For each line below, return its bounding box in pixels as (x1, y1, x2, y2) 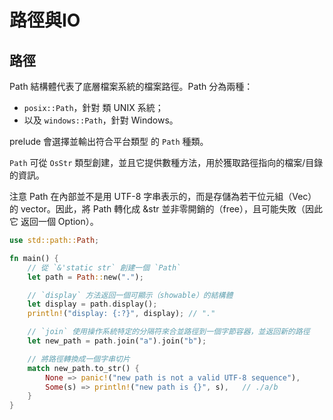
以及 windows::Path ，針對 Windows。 (23, 114, 179, 126)
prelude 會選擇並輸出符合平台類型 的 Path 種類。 (9, 136, 209, 147)
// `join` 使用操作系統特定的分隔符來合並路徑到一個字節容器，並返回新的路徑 (27, 327, 311, 337)
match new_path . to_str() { (27, 363, 140, 373)
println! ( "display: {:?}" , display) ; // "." (27, 309, 216, 319)
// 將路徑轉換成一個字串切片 (27, 354, 131, 364)
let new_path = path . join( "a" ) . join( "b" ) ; (27, 336, 207, 346)
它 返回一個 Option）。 (9, 216, 99, 227)
